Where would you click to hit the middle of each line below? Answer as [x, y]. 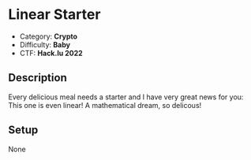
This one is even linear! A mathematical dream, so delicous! [105, 105]
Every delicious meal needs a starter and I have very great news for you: [126, 97]
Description [37, 78]
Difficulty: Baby [45, 44]
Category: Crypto [48, 36]
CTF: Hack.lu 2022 [51, 53]
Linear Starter [54, 15]
